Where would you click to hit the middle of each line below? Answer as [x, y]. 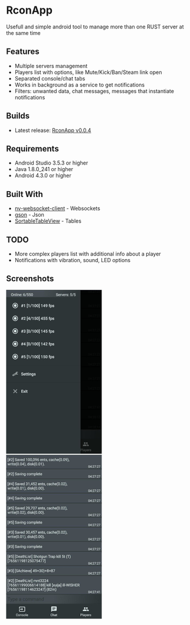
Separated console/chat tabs [50, 78]
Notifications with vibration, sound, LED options [73, 260]
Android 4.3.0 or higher [43, 176]
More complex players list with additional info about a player [88, 254]
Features [23, 52]
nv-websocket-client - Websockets [57, 208]
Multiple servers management [51, 66]
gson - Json [29, 215]
